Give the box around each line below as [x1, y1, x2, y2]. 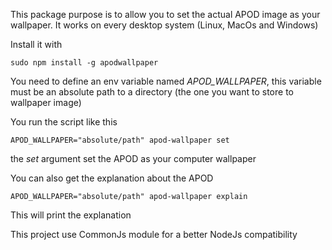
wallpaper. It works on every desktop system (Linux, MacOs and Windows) [10, 19, 319, 31]
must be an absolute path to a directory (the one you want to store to [10, 86, 294, 98]
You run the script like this [10, 116, 118, 128]
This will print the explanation [10, 209, 132, 221]
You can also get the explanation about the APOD [10, 172, 214, 184]
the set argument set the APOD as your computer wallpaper [10, 153, 257, 164]
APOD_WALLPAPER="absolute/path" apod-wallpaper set [10, 135, 230, 145]
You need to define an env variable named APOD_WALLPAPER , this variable [10, 75, 322, 87]
